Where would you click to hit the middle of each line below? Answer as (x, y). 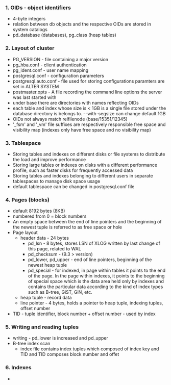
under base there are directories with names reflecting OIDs (76, 102)
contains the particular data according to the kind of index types (95, 287)
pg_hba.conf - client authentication (50, 65)
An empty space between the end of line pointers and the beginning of (87, 222)
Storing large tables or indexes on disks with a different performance (85, 165)
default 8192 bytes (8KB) (39, 211)
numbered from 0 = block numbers (50, 216)
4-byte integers (29, 19)
